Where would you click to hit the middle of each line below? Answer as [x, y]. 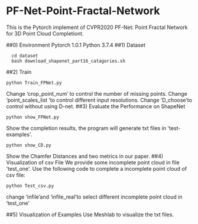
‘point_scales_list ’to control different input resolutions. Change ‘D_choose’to [99, 100]
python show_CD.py [29, 145]
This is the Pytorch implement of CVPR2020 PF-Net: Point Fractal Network [97, 27]
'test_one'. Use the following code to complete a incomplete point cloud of [97, 168]
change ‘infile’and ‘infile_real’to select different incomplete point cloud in [94, 197]
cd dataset [25, 56]
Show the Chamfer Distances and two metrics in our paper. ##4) [85, 156]
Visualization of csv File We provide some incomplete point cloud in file [93, 162]
